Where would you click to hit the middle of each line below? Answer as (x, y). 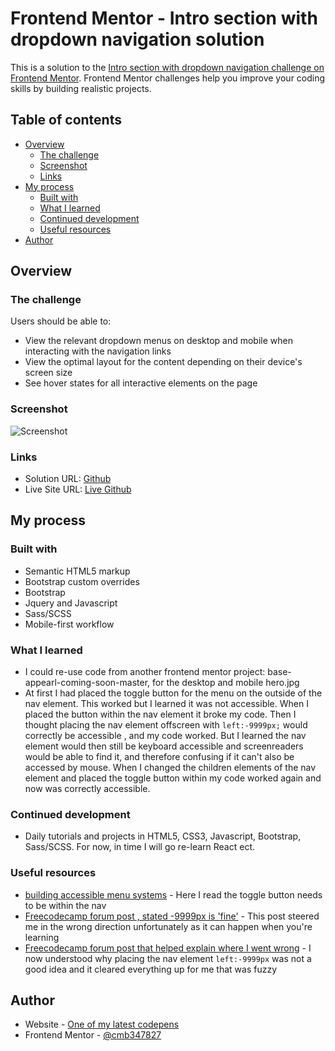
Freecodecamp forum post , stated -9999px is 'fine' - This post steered (172, 916)
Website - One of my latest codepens (102, 1024)
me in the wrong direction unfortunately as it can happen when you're (168, 926)
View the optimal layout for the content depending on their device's (163, 362)
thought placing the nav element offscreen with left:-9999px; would (166, 725)
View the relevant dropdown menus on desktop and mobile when (158, 341)
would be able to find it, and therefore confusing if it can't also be (159, 757)
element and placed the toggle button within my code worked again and (173, 778)
